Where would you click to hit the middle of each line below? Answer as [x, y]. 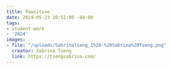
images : [16, 40]
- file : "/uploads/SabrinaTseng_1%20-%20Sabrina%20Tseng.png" [86, 46]
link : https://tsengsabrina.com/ [54, 56]
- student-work [25, 28]
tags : [13, 23]
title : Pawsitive [28, 12]
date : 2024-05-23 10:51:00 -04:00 [50, 17]
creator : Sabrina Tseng [41, 51]
